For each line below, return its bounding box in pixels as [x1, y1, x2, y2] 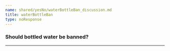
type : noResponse [5, 17, 42, 22]
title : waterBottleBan [5, 12, 53, 17]
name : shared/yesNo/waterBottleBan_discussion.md [5, 7, 112, 13]
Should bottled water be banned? [5, 33, 89, 40]
